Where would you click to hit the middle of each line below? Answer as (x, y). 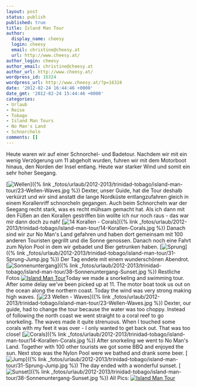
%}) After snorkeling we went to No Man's (137, 340)
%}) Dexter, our (172, 303)
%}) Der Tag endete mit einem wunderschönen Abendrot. (120, 259)
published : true (26, 22)
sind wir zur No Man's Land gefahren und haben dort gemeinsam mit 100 (95, 234)
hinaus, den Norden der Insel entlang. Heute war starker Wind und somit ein (98, 166)
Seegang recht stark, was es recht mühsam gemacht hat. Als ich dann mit (96, 209)
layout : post (22, 11)
